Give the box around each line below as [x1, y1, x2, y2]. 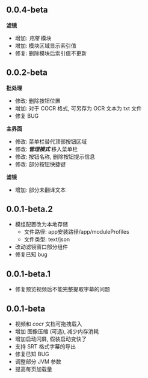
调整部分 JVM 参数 [14, 358, 61, 365]
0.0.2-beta [6, 68, 48, 78]
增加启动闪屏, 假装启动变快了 [14, 335, 87, 343]
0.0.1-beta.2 [6, 204, 53, 214]
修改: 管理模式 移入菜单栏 [14, 145, 78, 153]
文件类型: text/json [23, 235, 70, 243]
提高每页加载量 [14, 365, 52, 373]
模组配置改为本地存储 [14, 220, 68, 228]
